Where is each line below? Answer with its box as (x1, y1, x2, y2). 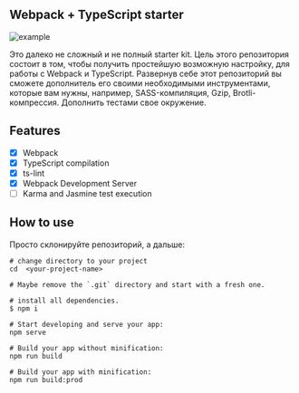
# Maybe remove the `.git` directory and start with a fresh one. (9, 280, 265, 289)
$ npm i (9, 303, 39, 313)
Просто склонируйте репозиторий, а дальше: (9, 239, 186, 250)
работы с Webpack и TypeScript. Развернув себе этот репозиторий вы (9, 68, 283, 79)
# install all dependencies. (9, 296, 120, 305)
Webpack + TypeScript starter (9, 7, 184, 23)
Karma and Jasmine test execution (22, 187, 152, 198)
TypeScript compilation (22, 158, 110, 168)
